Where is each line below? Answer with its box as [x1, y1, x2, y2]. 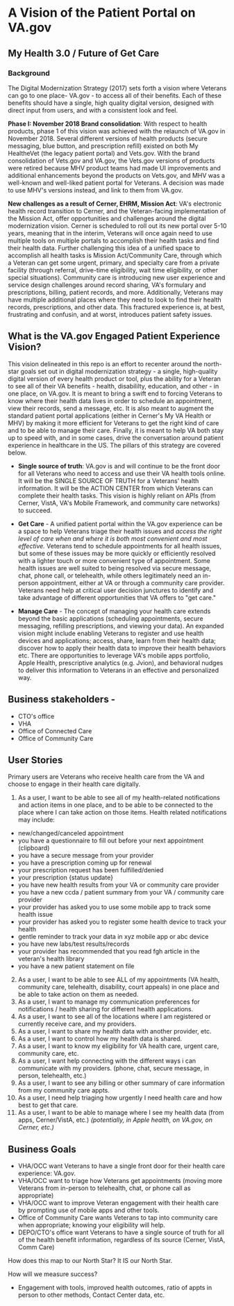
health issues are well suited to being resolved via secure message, [17, 564, 212, 572]
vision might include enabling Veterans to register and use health [17, 629, 204, 637]
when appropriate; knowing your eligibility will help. [17, 1221, 165, 1230]
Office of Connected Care [17, 726, 92, 735]
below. [8, 448, 27, 457]
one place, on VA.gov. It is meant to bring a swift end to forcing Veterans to [8, 389, 223, 398]
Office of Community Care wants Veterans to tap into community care [17, 1214, 218, 1222]
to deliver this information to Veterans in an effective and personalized [17, 666, 219, 674]
